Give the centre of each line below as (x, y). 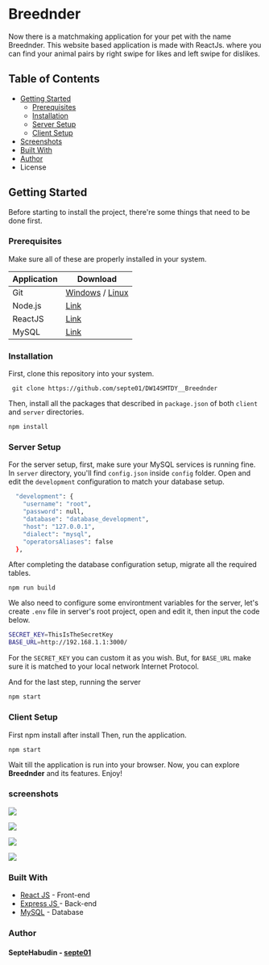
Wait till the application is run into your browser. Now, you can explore (124, 765)
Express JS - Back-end (58, 904)
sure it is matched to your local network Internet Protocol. (104, 666)
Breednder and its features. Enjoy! (65, 773)
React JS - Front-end (55, 895)
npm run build (32, 588)
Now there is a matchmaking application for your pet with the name (120, 36)
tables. (20, 573)
